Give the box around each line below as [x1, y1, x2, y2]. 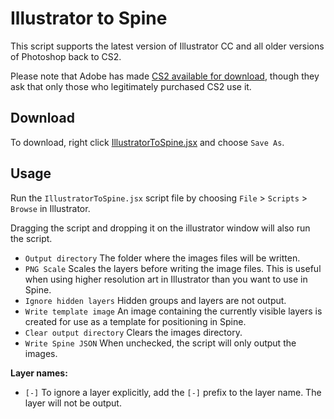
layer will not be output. [24, 397, 122, 409]
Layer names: [10, 367, 68, 379]
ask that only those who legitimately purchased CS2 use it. [10, 80, 252, 92]
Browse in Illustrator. [10, 202, 91, 214]
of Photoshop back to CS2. [10, 50, 122, 62]
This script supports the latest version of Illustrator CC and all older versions [10, 40, 325, 52]
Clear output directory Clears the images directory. [24, 326, 243, 338]
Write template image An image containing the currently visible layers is [24, 305, 323, 317]
